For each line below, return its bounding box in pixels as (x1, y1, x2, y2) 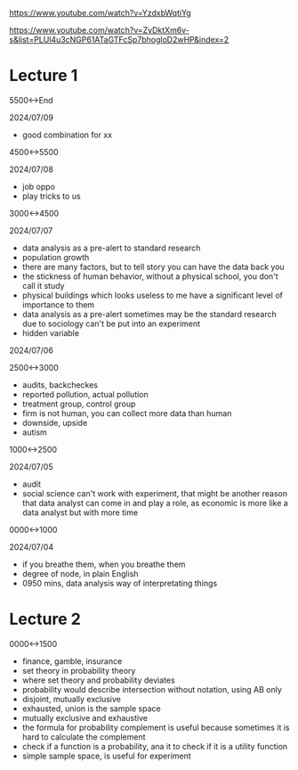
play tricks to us (21, 191, 82, 201)
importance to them (21, 299, 95, 310)
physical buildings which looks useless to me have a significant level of (21, 290, 283, 300)
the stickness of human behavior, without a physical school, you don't (21, 271, 278, 282)
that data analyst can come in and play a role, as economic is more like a (21, 497, 289, 508)
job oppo (21, 181, 56, 192)
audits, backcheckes (21, 379, 98, 390)
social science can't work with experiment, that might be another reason (21, 487, 288, 498)
